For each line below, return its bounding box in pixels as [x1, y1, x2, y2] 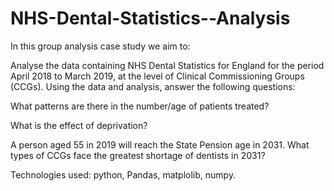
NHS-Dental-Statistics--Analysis [10, 7, 291, 30]
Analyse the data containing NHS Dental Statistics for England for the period [10, 59, 325, 71]
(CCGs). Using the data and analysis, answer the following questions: [10, 80, 296, 92]
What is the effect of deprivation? [10, 119, 148, 131]
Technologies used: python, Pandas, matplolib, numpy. [10, 168, 237, 181]
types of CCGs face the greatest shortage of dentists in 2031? [10, 149, 266, 161]
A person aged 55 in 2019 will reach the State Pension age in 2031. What [10, 138, 310, 151]
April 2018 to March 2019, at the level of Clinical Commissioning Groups [10, 70, 305, 82]
